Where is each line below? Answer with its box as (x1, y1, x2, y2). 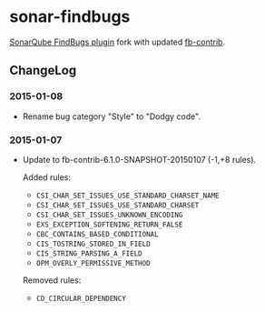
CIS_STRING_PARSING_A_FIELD (35, 248, 142, 258)
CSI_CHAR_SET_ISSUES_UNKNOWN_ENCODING (35, 210, 183, 219)
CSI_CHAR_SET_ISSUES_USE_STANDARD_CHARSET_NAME (35, 191, 220, 200)
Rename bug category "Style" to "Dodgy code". (22, 111, 201, 122)
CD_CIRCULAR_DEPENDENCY (35, 294, 127, 303)
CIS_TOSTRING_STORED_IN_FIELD (35, 239, 152, 248)
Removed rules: (22, 275, 82, 286)
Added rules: (22, 171, 71, 183)
